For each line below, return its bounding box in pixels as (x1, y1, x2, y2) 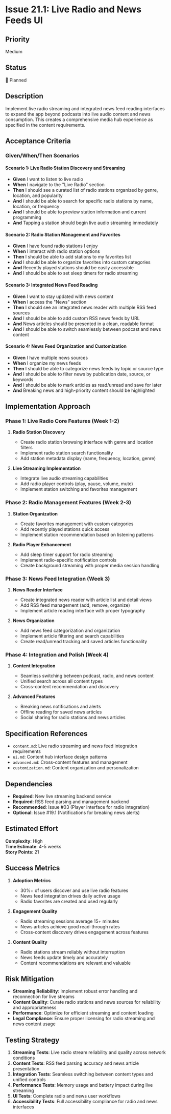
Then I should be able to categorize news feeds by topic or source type (12, 365, 164, 371)
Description (5, 92, 43, 101)
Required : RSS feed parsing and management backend (12, 799, 129, 805)
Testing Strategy (5, 1036, 60, 1044)
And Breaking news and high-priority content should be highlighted (12, 387, 155, 393)
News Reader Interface (12, 587, 63, 593)
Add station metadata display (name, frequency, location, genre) (20, 455, 156, 462)
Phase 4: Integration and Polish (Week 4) (5, 651, 109, 658)
